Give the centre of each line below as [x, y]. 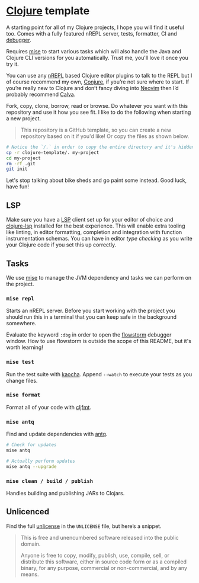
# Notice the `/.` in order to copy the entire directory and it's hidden [100, 147]
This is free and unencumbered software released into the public [99, 537]
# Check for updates [32, 445]
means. [30, 574]
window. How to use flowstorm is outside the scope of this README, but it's [99, 341]
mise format [23, 395]
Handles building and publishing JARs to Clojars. [65, 493]
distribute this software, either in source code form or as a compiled [104, 562]
